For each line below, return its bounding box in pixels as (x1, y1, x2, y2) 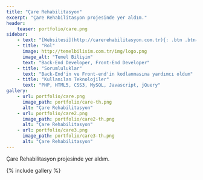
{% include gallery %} (6, 167, 62, 174)
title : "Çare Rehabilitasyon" (6, 8, 83, 15)
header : (6, 20, 26, 26)
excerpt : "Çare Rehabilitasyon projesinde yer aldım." (6, 15, 147, 21)
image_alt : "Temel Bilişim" (22, 54, 94, 60)
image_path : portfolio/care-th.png (22, 99, 112, 105)
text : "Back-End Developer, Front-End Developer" (22, 59, 150, 65)
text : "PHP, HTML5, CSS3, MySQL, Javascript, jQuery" (22, 82, 161, 88)
